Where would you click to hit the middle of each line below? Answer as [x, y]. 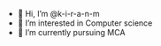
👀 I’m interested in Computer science [85, 23]
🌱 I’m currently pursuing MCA [71, 32]
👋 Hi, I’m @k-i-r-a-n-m [58, 14]
